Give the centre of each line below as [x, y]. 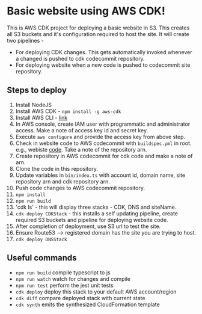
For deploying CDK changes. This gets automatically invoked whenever [104, 52]
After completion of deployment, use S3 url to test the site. [88, 226]
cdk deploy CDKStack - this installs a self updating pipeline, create [96, 213]
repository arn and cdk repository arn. [63, 181]
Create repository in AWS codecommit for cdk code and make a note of [104, 156]
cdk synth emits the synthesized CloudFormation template [87, 304]
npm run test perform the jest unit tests [64, 285]
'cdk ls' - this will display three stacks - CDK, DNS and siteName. [96, 207]
